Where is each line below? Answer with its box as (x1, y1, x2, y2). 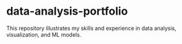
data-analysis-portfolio (6, 4, 128, 18)
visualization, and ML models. (6, 31, 82, 38)
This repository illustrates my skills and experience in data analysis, (6, 24, 176, 32)
